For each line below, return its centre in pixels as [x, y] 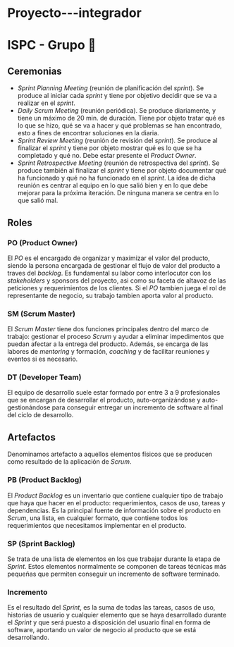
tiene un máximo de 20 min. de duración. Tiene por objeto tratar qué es [121, 118]
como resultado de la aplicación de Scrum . [69, 462]
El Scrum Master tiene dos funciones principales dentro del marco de [108, 329]
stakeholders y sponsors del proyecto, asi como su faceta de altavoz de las [117, 281]
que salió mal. [38, 201]
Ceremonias [35, 71]
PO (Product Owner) [43, 242]
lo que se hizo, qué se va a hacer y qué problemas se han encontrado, [119, 125]
